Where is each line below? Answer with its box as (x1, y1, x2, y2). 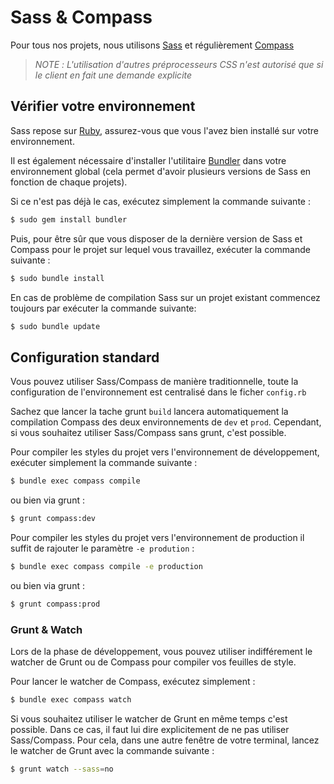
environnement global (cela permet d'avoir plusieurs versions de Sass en (10, 165, 312, 177)
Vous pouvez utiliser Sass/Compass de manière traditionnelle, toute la (10, 376, 299, 388)
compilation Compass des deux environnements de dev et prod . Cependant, (10, 416, 322, 428)
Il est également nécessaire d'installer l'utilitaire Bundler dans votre (10, 154, 287, 166)
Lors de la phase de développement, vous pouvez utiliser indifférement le (10, 645, 313, 657)
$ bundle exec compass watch (10, 694, 132, 705)
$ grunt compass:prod (10, 599, 101, 609)
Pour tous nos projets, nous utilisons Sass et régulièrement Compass (10, 39, 295, 51)
